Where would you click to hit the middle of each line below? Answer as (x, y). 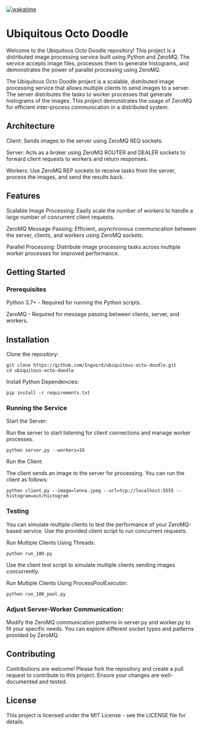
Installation (28, 339)
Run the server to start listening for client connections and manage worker (99, 433)
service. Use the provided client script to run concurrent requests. (105, 531)
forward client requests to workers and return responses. (77, 159)
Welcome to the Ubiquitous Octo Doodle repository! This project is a (91, 50)
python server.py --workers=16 (46, 450)
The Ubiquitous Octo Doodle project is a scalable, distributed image (90, 81)
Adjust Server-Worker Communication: (65, 609)
